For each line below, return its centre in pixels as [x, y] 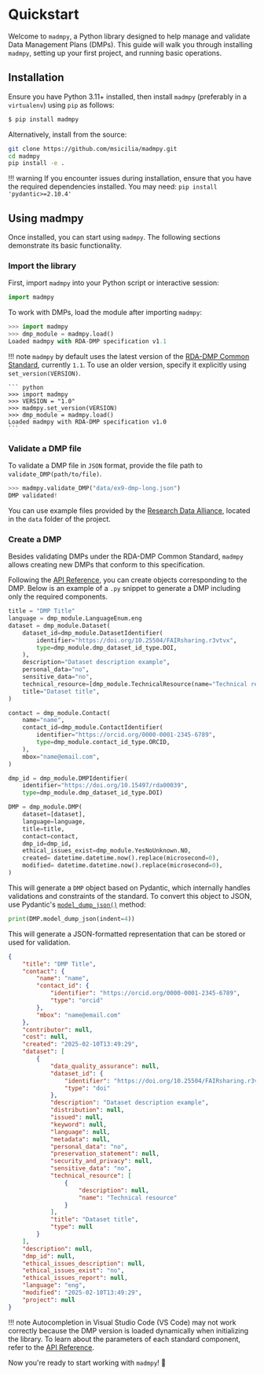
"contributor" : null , [57, 1030]
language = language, [54, 821]
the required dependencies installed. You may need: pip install [113, 187]
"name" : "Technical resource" [128, 1197]
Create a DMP [35, 539]
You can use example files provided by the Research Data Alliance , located [129, 510]
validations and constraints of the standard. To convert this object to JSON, [130, 896]
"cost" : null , [45, 1037]
